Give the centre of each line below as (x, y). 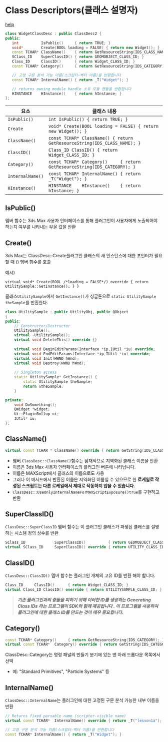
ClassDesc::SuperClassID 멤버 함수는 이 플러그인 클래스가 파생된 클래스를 (77, 527)
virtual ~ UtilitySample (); (42, 335)
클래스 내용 (104, 112)
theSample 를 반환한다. (27, 302)
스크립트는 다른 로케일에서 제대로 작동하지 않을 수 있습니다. (78, 485)
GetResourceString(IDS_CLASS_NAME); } (94, 143)
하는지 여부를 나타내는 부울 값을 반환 (40, 227)
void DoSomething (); (35, 405)
